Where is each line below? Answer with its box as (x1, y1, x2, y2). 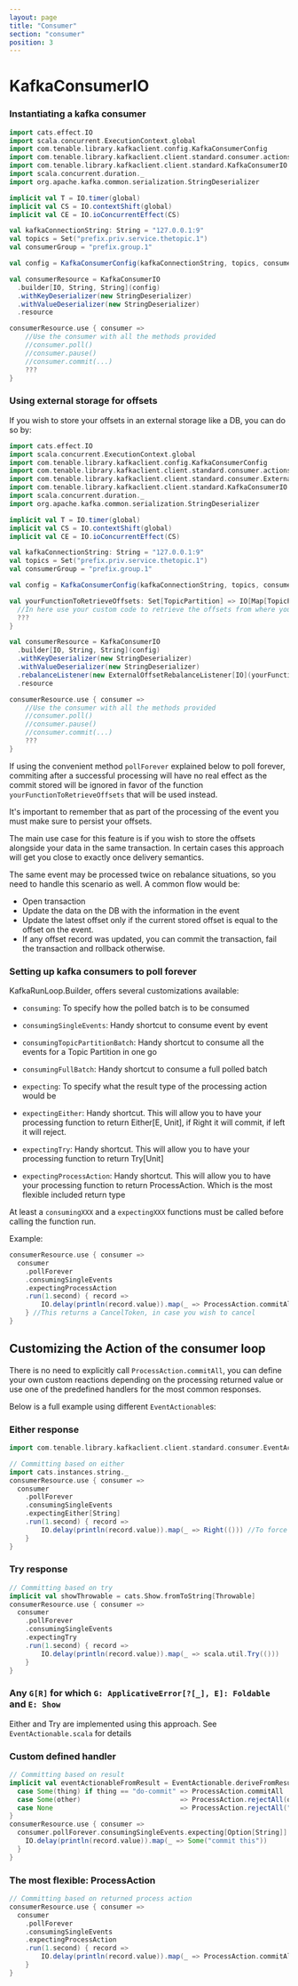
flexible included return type (21, 1189, 126, 1201)
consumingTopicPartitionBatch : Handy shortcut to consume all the (21, 1037, 264, 1048)
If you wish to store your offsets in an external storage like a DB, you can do (9, 414, 286, 425)
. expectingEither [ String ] (25, 1509, 122, 1518)
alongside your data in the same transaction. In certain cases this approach (9, 842, 285, 853)
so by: (9, 424, 32, 435)
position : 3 (9, 37, 53, 47)
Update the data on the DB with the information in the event (21, 905, 240, 916)
